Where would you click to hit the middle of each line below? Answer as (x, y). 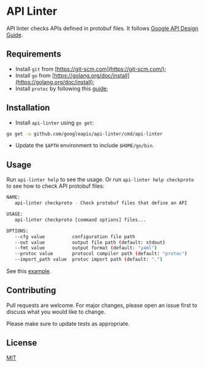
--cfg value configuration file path (75, 237)
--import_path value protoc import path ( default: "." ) (89, 260)
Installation (28, 108)
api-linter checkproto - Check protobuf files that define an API (101, 203)
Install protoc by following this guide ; (61, 88)
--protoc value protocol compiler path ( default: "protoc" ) (101, 254)
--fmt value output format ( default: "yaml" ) (86, 248)
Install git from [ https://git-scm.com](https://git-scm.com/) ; (91, 69)
